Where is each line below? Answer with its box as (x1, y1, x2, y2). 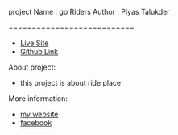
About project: (8, 62, 56, 72)
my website (19, 109, 59, 119)
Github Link (19, 47, 59, 56)
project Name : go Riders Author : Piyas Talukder (8, 7, 171, 16)
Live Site (19, 38, 49, 48)
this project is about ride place (19, 78, 122, 87)
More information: (8, 94, 68, 103)
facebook (19, 118, 52, 128)
